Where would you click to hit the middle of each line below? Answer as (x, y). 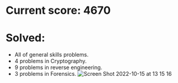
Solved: (26, 38)
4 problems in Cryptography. (50, 61)
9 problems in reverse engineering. (58, 67)
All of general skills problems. (51, 55)
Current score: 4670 (58, 11)
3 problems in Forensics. (45, 74)
